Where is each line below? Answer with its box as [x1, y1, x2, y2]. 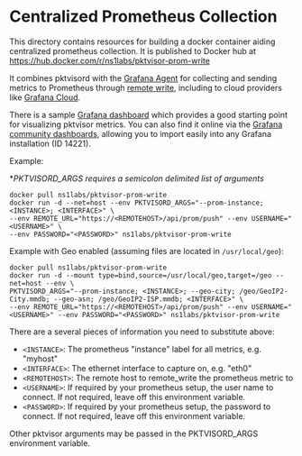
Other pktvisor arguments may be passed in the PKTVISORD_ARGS [9, 428, 259, 439]
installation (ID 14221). [9, 138, 92, 149]
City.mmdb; [9, 295, 50, 304]
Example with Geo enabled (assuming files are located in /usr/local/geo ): [9, 245, 284, 256]
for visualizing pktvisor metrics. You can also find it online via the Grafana [9, 119, 283, 130]
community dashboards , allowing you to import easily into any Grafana [9, 128, 272, 139]
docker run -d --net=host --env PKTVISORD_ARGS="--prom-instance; [9, 198, 264, 207]
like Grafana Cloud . [9, 92, 81, 103]
